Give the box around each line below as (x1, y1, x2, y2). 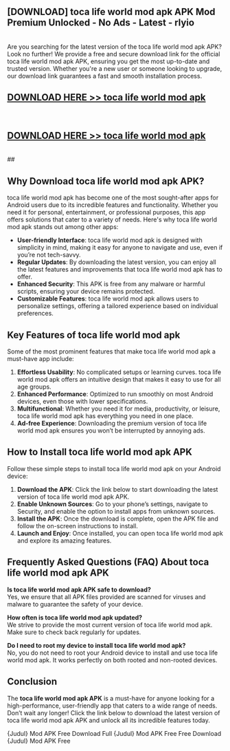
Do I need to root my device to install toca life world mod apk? (7, 641, 186, 649)
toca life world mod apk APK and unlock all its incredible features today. (7, 716, 211, 724)
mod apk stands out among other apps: (7, 223, 119, 231)
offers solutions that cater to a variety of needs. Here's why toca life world (7, 215, 218, 224)
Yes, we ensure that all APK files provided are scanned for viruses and (7, 592, 206, 601)
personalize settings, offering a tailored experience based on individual (16, 302, 218, 310)
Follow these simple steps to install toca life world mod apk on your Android (7, 464, 221, 472)
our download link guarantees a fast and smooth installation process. (7, 72, 203, 80)
